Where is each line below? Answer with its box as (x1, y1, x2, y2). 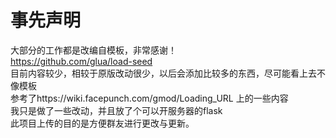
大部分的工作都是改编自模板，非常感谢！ (10, 44, 177, 56)
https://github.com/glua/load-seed (10, 55, 153, 67)
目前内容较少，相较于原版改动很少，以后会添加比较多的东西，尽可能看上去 (10, 67, 317, 79)
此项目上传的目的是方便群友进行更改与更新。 (10, 117, 195, 129)
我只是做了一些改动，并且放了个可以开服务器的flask (10, 104, 223, 116)
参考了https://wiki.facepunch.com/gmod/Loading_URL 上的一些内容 (10, 92, 289, 104)
